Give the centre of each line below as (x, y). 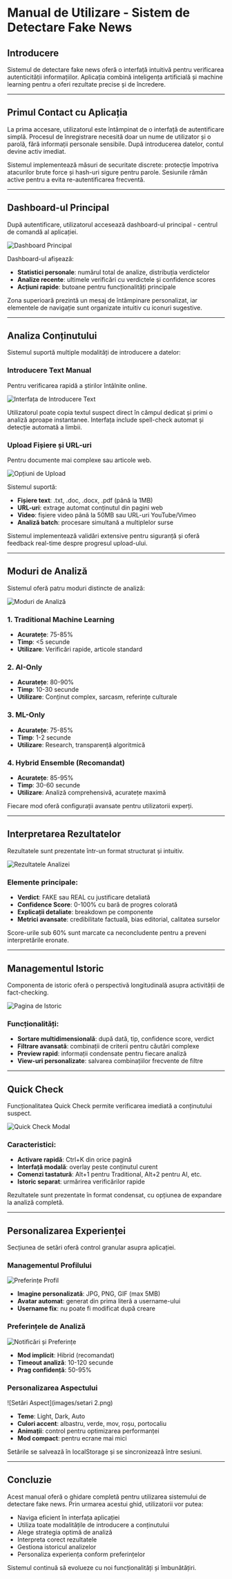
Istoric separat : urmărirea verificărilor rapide (81, 1181)
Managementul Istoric (56, 969)
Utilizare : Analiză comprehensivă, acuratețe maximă (91, 793)
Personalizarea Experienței (67, 1231)
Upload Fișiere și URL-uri (49, 445)
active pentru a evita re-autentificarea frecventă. (76, 179)
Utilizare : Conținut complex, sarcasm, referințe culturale (97, 697)
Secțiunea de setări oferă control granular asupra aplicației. (91, 1247)
